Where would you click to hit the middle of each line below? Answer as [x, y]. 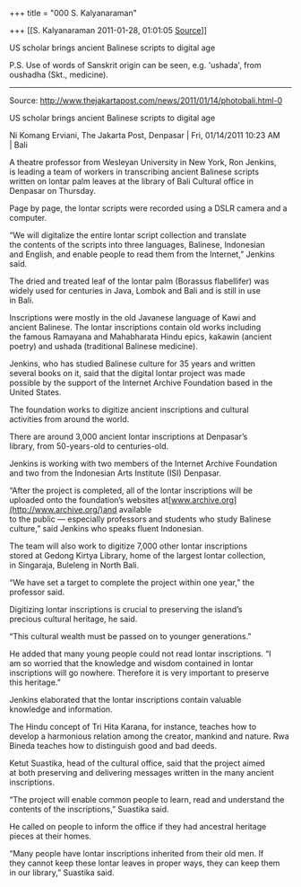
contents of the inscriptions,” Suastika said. [89, 809]
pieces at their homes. [51, 836]
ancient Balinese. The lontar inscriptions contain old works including [135, 327]
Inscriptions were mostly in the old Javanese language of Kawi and [133, 317]
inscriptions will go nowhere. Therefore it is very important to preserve [139, 673]
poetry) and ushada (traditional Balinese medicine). [104, 346]
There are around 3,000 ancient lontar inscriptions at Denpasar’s [129, 436]
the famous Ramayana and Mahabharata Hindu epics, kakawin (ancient [141, 337]
